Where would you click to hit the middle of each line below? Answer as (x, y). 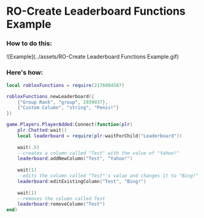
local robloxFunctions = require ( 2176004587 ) (65, 85)
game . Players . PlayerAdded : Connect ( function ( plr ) (70, 125)
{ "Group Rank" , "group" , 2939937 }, (63, 102)
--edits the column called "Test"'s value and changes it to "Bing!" (108, 176)
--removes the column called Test (61, 198)
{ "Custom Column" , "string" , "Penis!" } (68, 108)
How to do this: (29, 43)
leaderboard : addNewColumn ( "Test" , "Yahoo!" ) (75, 159)
